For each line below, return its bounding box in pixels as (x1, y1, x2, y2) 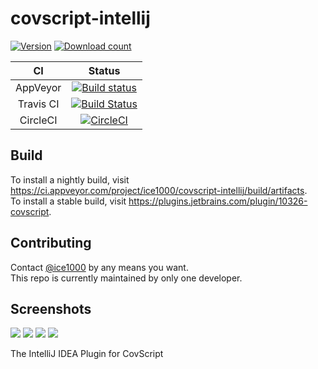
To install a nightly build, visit (10, 173, 130, 186)
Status (88, 63, 121, 77)
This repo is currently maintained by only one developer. (10, 272, 243, 284)
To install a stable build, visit (10, 195, 127, 207)
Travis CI (17, 97, 60, 111)
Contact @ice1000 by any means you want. (10, 261, 189, 273)
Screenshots (10, 300, 92, 317)
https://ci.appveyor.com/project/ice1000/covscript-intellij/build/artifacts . (10, 184, 308, 196)
